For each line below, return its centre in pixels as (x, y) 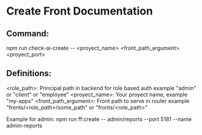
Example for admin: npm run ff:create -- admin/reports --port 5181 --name (99, 119)
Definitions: (29, 74)
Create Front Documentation (80, 11)
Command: (28, 34)
